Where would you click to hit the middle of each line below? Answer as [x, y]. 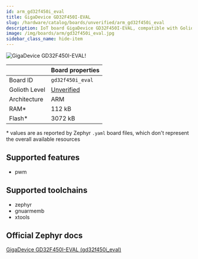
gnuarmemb [29, 211]
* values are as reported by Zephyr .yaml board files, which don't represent [98, 133]
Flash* [19, 118]
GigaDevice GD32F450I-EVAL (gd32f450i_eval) [64, 250]
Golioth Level [27, 90]
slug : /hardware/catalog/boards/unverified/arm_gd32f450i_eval [85, 22]
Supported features [43, 157]
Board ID [21, 80]
